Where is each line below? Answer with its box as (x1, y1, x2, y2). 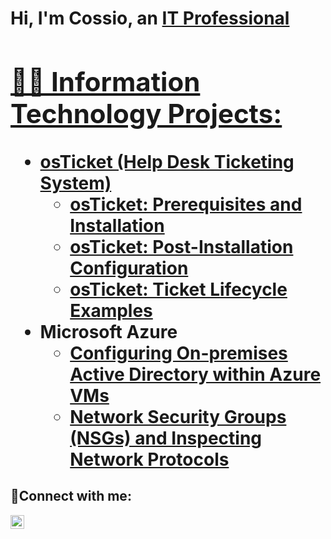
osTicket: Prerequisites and (69, 193, 303, 216)
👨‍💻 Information (10, 65, 201, 98)
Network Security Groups (69, 405, 287, 428)
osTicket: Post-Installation (69, 235, 294, 258)
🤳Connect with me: (10, 488, 132, 505)
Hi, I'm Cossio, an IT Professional (10, 7, 290, 30)
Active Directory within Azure (69, 363, 322, 386)
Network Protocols (69, 448, 230, 471)
